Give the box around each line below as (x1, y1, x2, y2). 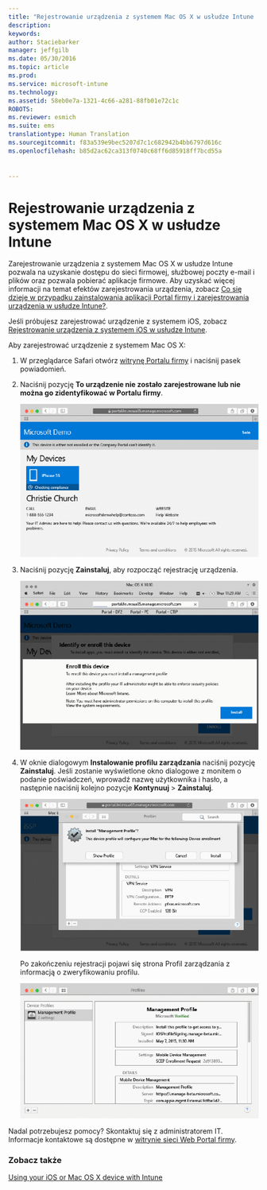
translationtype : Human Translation (8, 130, 130, 138)
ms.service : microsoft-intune (8, 79, 109, 87)
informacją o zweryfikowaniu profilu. (19, 967, 140, 977)
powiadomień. (19, 364, 67, 374)
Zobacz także (8, 1154, 62, 1165)
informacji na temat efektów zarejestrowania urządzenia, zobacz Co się (8, 285, 242, 294)
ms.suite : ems (8, 122, 56, 130)
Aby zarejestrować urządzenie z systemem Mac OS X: (8, 340, 186, 350)
